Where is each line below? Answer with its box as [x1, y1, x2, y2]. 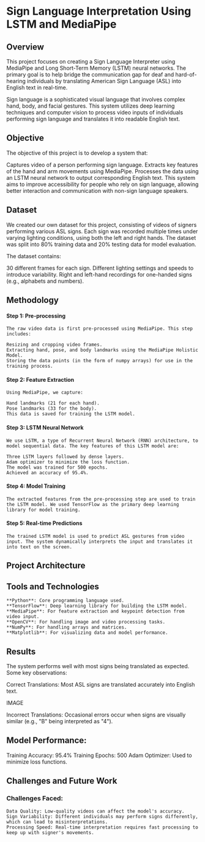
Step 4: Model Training [6, 482, 66, 490]
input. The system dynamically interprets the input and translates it [6, 538, 193, 545]
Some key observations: [6, 669, 67, 677]
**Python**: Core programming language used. [6, 598, 124, 604]
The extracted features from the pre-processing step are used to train [6, 496, 196, 502]
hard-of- [175, 71, 197, 78]
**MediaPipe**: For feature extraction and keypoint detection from [6, 608, 185, 614]
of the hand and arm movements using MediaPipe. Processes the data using [6, 167, 199, 175]
